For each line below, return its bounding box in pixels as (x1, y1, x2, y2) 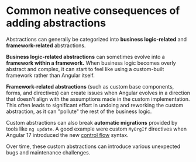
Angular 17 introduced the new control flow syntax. (6, 131, 129, 138)
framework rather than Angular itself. (6, 72, 95, 79)
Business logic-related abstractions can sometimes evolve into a (6, 53, 165, 60)
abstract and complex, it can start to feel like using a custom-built (6, 65, 164, 72)
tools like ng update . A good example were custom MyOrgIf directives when (6, 125, 187, 132)
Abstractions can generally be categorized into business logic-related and (6, 36, 187, 43)
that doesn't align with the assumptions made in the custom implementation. (6, 95, 190, 103)
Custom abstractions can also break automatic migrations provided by (6, 119, 178, 126)
